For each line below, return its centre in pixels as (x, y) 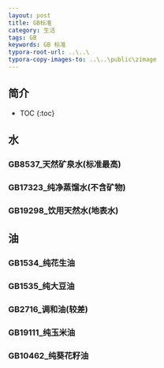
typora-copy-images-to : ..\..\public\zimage (82, 60)
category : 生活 (32, 30)
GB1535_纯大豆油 (41, 287)
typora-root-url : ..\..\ (49, 52)
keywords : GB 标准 (37, 45)
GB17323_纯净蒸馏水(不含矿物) (67, 187)
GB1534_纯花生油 (42, 263)
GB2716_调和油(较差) (48, 309)
